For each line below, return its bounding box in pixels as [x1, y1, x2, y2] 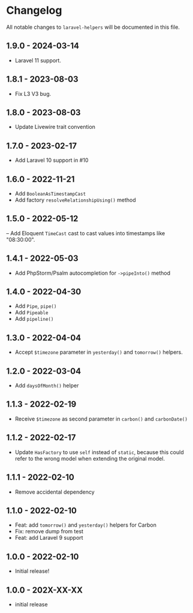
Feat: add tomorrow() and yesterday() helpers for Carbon [14, 521, 157, 528]
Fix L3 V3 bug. [14, 90, 52, 97]
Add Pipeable [14, 309, 49, 316]
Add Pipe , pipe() [14, 302, 57, 309]
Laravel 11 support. [14, 56, 62, 64]
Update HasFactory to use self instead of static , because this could [14, 448, 184, 456]
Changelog [6, 4, 62, 17]
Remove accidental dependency [14, 488, 95, 495]
